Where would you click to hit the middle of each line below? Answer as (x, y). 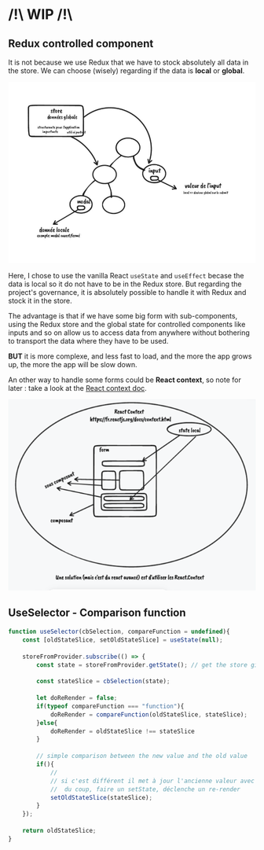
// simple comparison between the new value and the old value (142, 756)
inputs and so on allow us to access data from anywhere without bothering (129, 333)
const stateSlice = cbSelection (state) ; (103, 682)
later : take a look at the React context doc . (77, 388)
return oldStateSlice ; (59, 831)
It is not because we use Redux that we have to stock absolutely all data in (128, 62)
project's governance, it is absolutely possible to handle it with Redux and (127, 293)
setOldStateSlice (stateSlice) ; (101, 797)
